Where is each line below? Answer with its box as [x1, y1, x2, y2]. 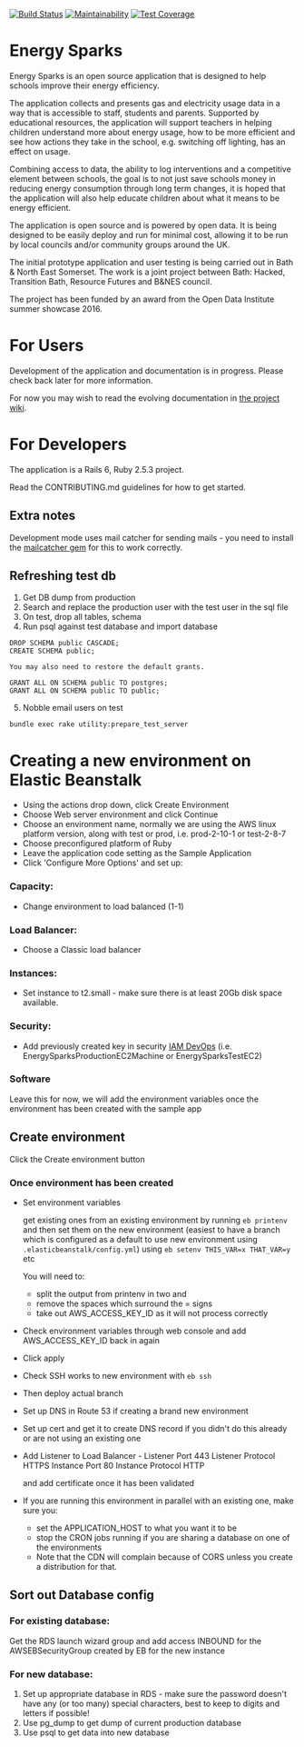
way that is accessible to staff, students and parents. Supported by [9, 107, 260, 118]
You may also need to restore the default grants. [9, 663, 205, 672]
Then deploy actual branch [22, 1387, 124, 1399]
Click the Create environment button [9, 1153, 145, 1164]
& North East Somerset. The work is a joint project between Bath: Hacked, [9, 266, 286, 277]
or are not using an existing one [22, 1433, 142, 1443]
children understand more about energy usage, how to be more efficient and [9, 126, 296, 137]
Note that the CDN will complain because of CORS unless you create [35, 1551, 293, 1562]
